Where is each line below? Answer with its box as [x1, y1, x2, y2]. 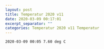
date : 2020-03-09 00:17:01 [5, 16, 61, 21]
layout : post [5, 7, 32, 12]
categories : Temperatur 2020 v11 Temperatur [5, 26, 99, 31]
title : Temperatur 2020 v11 [5, 12, 64, 17]
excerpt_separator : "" [5, 21, 52, 26]
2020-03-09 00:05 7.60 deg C [5, 39, 66, 45]
